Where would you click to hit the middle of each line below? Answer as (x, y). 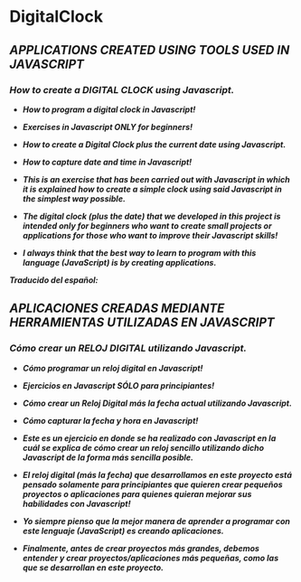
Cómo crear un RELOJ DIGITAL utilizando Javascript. (128, 348)
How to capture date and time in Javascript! (107, 162)
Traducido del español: (54, 280)
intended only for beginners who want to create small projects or (147, 225)
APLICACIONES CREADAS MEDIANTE (117, 309)
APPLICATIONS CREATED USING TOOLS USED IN (150, 50)
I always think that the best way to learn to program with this (139, 253)
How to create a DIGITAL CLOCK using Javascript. (122, 89)
